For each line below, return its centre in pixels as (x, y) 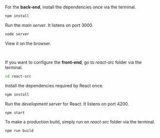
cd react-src (18, 76)
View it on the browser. (28, 43)
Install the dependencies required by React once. (54, 86)
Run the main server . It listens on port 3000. (49, 25)
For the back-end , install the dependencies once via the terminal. (71, 7)
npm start (15, 113)
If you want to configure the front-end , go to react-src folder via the (73, 62)
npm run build (19, 131)
